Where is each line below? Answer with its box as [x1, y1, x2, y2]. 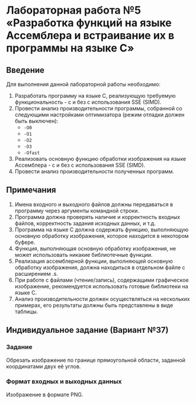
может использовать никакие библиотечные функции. [14, 251, 153, 258]
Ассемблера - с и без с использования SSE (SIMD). [14, 161, 146, 168]
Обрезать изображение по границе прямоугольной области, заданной [6, 357, 185, 364]
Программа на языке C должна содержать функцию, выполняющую [14, 226, 189, 233]
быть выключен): [14, 117, 59, 125]
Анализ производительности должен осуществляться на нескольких [14, 295, 191, 303]
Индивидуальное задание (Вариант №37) [6, 325, 169, 335]
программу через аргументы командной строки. [14, 207, 140, 214]
